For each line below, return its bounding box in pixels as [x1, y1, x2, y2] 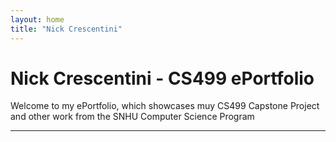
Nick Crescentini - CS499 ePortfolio [10, 67, 315, 90]
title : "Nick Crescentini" [10, 24, 123, 34]
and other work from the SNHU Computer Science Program [10, 111, 255, 123]
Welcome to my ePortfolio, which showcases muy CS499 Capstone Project [10, 100, 320, 112]
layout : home [10, 14, 65, 25]
